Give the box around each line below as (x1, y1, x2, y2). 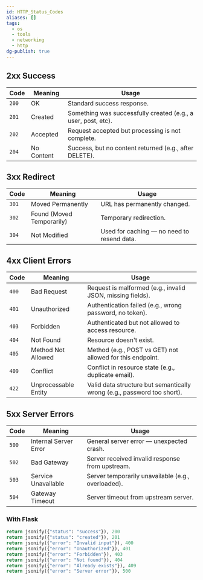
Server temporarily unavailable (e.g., (86, 472, 190, 480)
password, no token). (87, 308, 147, 317)
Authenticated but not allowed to (87, 319, 180, 327)
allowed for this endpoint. (87, 353, 159, 362)
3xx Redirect (6, 172, 56, 182)
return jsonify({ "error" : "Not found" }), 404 (6, 557, 123, 563)
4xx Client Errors (6, 255, 71, 265)
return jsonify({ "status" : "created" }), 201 (6, 535, 120, 541)
